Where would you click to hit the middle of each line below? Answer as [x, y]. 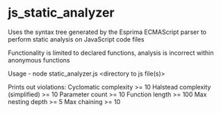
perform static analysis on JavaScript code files [76, 39]
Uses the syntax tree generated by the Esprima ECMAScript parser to [107, 32]
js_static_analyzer [61, 13]
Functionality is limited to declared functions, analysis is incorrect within [111, 53]
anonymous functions [39, 60]
